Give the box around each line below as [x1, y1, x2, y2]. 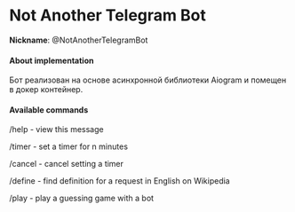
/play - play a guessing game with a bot [9, 192, 154, 204]
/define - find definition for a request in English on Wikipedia [9, 176, 230, 186]
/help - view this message [9, 124, 104, 135]
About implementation [9, 55, 94, 66]
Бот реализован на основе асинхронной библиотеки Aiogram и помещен [9, 75, 287, 85]
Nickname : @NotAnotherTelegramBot [9, 35, 148, 45]
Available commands [9, 104, 89, 115]
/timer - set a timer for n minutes [9, 141, 129, 152]
